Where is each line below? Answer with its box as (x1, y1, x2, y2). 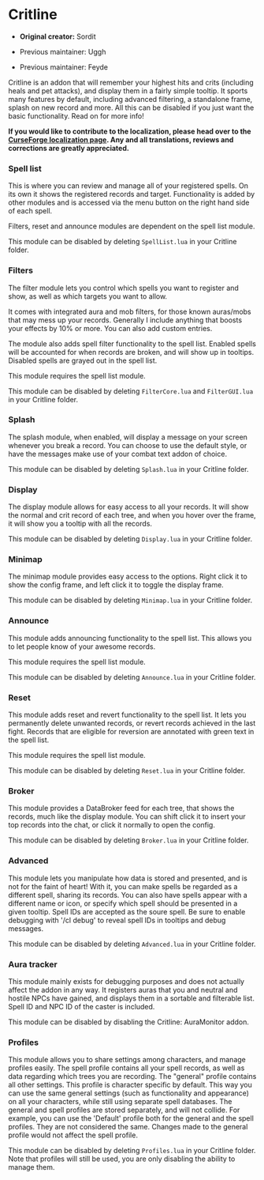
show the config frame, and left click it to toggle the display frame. (8, 580, 225, 590)
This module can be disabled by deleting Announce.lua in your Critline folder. (8, 672, 256, 681)
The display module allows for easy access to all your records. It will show (8, 502, 249, 511)
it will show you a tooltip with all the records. (8, 519, 152, 529)
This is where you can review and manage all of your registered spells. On (8, 181, 248, 190)
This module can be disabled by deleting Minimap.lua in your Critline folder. (8, 595, 253, 605)
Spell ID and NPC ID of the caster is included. (8, 1001, 155, 1011)
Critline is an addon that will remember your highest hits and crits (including (8, 77, 254, 87)
